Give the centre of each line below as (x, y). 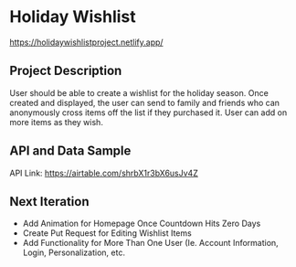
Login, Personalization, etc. (74, 252)
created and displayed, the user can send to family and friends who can (145, 102)
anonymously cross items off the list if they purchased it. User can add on (148, 112)
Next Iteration (49, 202)
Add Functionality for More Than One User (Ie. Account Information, (150, 243)
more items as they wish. (56, 122)
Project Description (66, 71)
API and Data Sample (70, 151)
